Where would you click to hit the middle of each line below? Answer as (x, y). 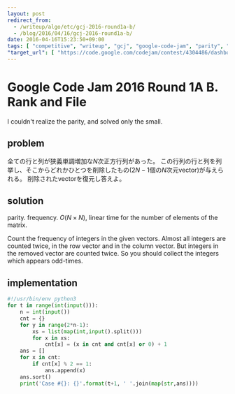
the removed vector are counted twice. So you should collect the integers (113, 254)
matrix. (17, 225)
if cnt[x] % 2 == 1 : (62, 364)
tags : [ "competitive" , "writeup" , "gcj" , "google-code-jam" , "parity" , (115, 46)
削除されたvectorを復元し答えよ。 (76, 178)
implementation (43, 283)
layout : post (26, 14)
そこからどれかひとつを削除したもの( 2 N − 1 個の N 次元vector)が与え (122, 170)
